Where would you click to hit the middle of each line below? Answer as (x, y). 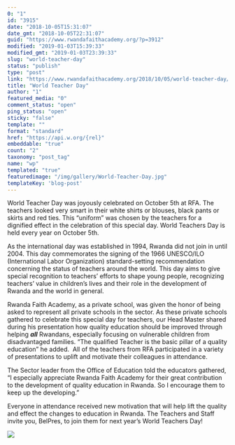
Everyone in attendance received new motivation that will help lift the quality (117, 406)
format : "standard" (36, 131)
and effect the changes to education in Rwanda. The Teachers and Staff (111, 413)
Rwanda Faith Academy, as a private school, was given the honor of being (114, 305)
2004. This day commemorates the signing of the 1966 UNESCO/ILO (106, 254)
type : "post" (26, 72)
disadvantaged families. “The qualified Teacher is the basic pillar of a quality (117, 342)
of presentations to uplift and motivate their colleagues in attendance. (107, 357)
